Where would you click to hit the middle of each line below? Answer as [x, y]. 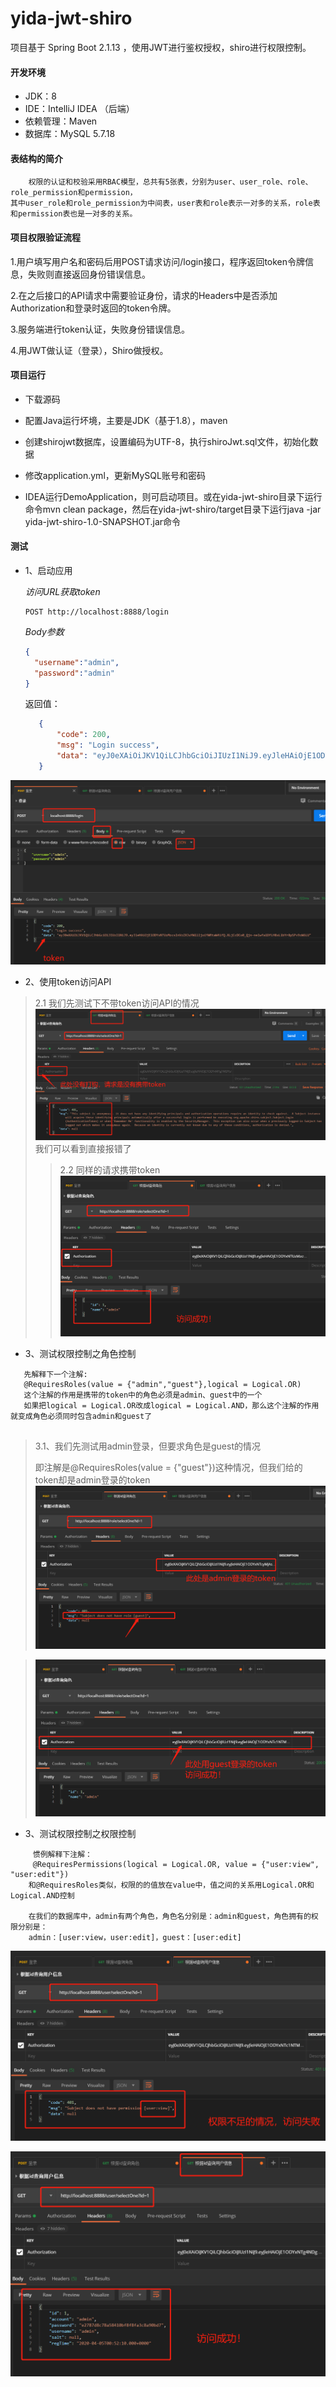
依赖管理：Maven [61, 121]
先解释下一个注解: [55, 1375]
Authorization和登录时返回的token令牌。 [93, 308]
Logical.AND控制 [42, 1895]
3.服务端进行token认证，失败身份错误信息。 [100, 329]
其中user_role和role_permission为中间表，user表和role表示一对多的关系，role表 [165, 203]
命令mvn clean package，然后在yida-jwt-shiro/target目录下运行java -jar [173, 509]
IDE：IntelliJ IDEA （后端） [79, 109]
